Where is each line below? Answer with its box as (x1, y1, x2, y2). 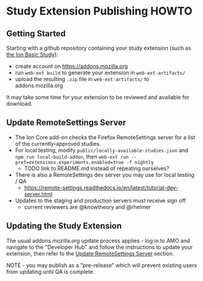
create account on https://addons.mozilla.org (15, 62, 128, 70)
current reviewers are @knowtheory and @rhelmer (24, 203, 151, 210)
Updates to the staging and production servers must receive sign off (15, 197, 186, 204)
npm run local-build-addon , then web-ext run (15, 153, 129, 160)
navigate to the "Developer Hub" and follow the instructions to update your (6, 243, 193, 251)
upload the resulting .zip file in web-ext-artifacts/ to (15, 76, 150, 82)
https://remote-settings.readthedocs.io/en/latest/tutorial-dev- (24, 183, 179, 191)
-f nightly (126, 159, 154, 165)
